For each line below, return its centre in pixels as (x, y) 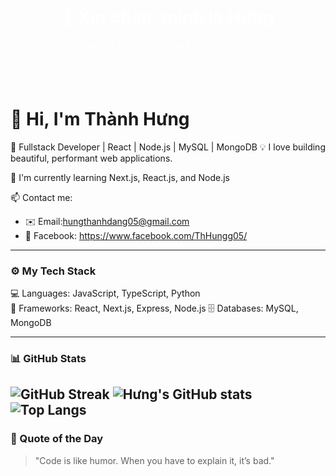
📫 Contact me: (41, 197)
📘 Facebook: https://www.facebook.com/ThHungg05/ (136, 235)
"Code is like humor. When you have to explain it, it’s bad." (154, 460)
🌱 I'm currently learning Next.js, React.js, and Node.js (120, 177)
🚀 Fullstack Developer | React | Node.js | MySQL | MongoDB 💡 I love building (168, 147)
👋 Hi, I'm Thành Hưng (100, 119)
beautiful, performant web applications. (91, 158)
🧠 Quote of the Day (57, 439)
